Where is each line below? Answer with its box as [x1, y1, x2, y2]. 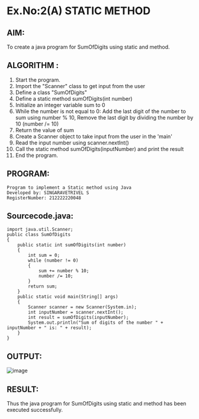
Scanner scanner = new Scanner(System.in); [28, 304, 137, 310]
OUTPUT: [7, 351, 42, 362]
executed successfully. [7, 407, 63, 414]
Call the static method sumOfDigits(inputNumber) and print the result [15, 145, 184, 152]
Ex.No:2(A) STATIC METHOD [7, 4, 150, 18]
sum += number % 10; [38, 268, 89, 274]
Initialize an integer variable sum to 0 [15, 101, 105, 108]
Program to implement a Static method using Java [7, 185, 132, 191]
